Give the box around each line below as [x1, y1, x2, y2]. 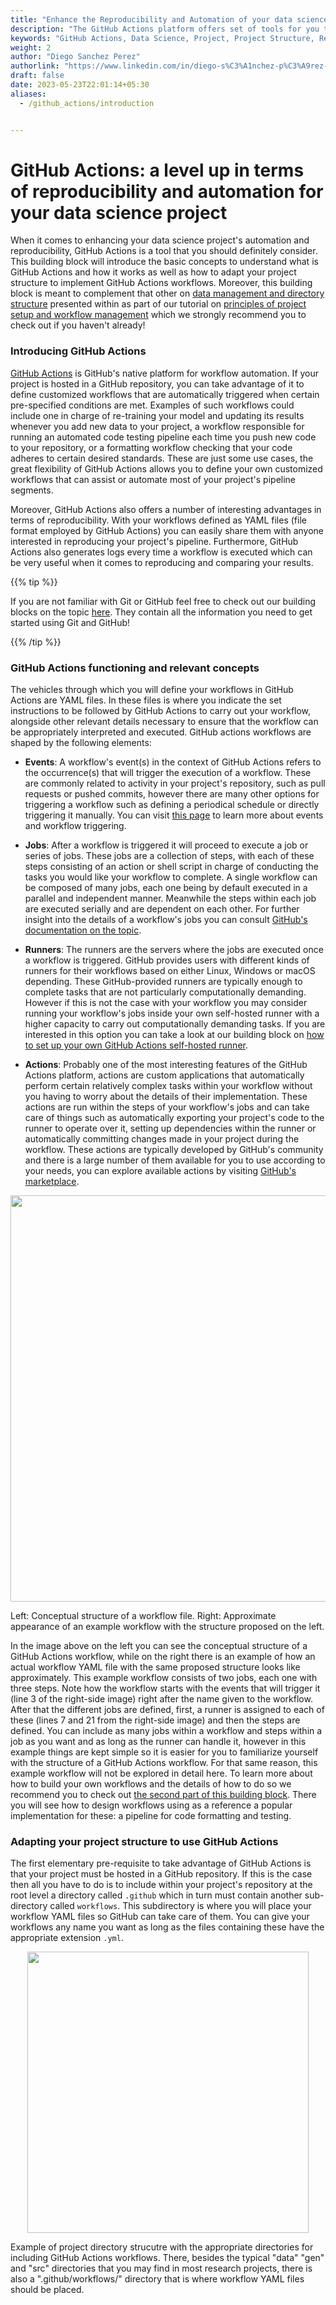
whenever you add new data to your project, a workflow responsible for [10, 420, 305, 432]
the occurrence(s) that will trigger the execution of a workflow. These [24, 767, 312, 779]
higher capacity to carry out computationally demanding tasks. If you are [24, 1018, 326, 1030]
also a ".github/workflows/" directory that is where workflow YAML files [10, 2273, 305, 2285]
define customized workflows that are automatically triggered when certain [10, 388, 320, 400]
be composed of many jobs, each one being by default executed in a [24, 882, 308, 894]
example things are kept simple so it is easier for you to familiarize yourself [10, 1746, 319, 1758]
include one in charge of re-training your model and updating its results [10, 409, 305, 421]
